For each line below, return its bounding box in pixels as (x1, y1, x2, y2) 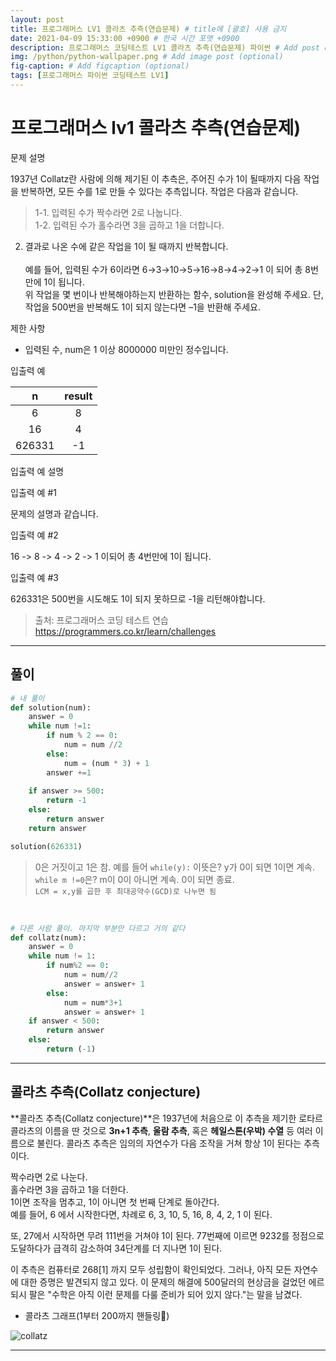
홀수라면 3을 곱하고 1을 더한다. (10, 1183, 129, 1195)
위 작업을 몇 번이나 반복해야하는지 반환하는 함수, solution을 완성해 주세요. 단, (24, 288, 324, 300)
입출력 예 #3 (10, 571, 59, 583)
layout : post (10, 14, 65, 25)
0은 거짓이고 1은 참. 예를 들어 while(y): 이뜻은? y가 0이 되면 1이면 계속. (34, 861, 315, 873)
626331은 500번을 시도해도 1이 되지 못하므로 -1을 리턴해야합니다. (10, 592, 266, 605)
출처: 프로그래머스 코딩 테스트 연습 (34, 614, 169, 626)
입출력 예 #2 (10, 529, 59, 541)
